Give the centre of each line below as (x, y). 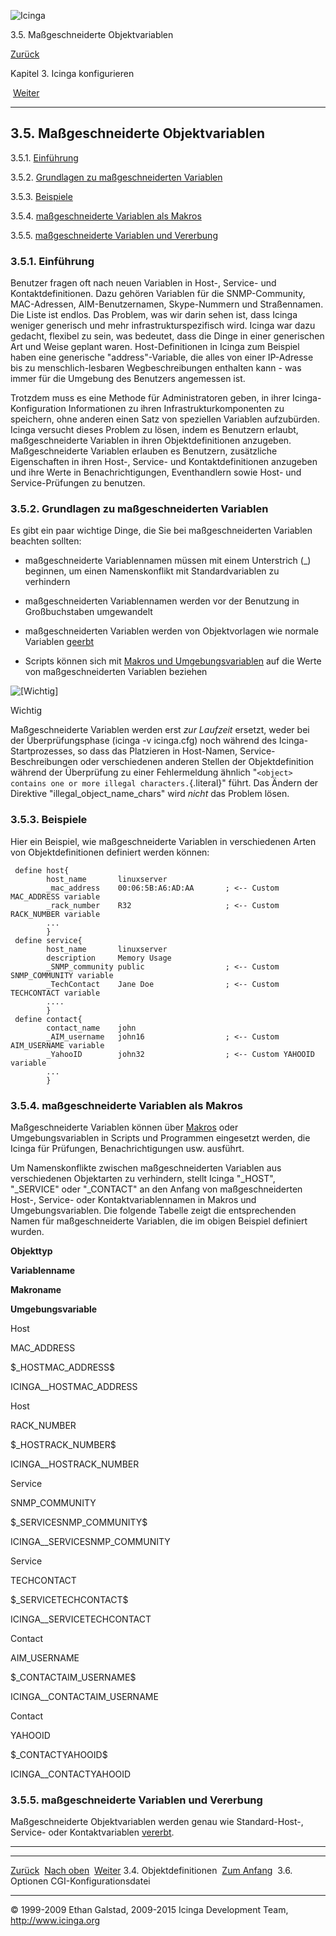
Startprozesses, (43, 751)
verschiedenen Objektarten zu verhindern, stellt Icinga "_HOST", (143, 1178)
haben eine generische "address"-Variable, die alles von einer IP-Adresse (162, 357)
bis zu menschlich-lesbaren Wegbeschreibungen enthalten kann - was (156, 368)
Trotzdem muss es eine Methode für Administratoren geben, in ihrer (150, 398)
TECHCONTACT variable (55, 993)
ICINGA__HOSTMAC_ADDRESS (74, 1386)
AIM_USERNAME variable (57, 1045)
